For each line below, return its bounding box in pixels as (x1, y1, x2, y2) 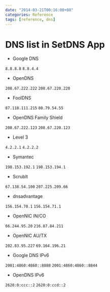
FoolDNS (12, 95, 31, 101)
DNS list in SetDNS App (5, 39, 105, 50)
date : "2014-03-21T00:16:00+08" (5, 7, 74, 13)
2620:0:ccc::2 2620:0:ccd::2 (5, 283, 66, 288)
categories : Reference (5, 12, 53, 17)
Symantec (12, 154, 34, 160)
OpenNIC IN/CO (12, 213, 47, 219)
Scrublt (12, 174, 28, 180)
